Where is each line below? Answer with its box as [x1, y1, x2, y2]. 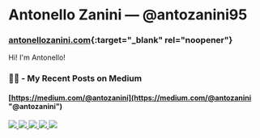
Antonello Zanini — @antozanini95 [8, 6, 248, 24]
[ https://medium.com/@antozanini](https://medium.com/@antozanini [8, 93, 252, 102]
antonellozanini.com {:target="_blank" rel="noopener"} [8, 35, 233, 46]
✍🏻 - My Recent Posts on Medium [8, 73, 143, 84]
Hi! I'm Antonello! [8, 52, 66, 62]
